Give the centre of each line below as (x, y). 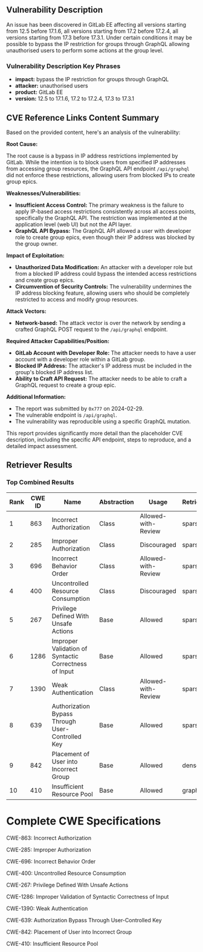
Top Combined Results (40, 483)
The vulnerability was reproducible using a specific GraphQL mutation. (103, 421)
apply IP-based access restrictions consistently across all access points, (105, 211)
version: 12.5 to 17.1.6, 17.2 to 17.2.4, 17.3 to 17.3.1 (75, 99)
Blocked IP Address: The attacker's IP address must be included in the (103, 366)
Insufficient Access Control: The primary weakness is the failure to (99, 205)
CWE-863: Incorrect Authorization (49, 838)
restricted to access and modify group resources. (77, 299)
